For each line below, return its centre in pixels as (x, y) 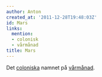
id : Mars (17, 23)
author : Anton (24, 12)
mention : (22, 34)
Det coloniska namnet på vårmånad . (51, 67)
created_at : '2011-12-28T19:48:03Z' (52, 17)
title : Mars (21, 51)
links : (14, 28)
